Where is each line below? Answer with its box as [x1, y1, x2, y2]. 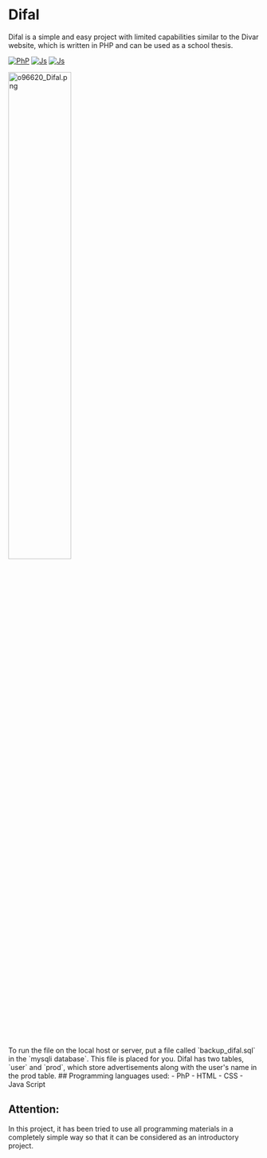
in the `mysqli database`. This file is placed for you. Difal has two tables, [8, 1053, 245, 1064]
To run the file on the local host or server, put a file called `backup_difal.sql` [8, 1045, 256, 1055]
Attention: [8, 1103, 60, 1116]
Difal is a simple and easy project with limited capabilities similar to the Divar [8, 32, 259, 42]
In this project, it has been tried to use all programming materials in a [8, 1124, 234, 1133]
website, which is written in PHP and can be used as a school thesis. [8, 40, 234, 50]
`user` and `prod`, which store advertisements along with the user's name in [8, 1062, 257, 1072]
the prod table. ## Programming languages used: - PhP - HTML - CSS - [8, 1071, 243, 1080]
